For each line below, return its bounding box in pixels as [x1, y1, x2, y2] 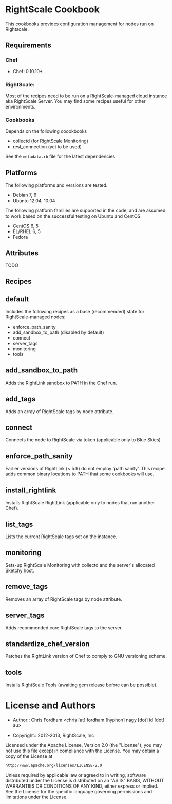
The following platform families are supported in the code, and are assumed [5, 207, 166, 214]
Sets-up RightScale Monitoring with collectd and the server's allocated [5, 562, 155, 568]
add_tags [5, 395, 36, 403]
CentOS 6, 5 [12, 223, 39, 229]
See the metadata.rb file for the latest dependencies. [5, 153, 117, 160]
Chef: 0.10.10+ [12, 68, 43, 74]
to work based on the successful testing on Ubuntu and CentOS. [5, 213, 142, 219]
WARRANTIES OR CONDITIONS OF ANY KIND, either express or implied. [5, 783, 158, 789]
